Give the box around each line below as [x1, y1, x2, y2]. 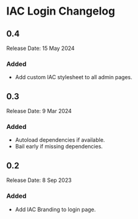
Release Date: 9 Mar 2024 [6, 108, 72, 115]
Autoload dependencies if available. [15, 136, 105, 144]
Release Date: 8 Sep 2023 [6, 176, 72, 184]
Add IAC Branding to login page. [15, 206, 96, 213]
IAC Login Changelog [6, 4, 116, 18]
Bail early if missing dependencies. [15, 143, 103, 150]
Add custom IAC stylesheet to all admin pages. [15, 74, 133, 81]
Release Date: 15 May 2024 [6, 44, 75, 52]
